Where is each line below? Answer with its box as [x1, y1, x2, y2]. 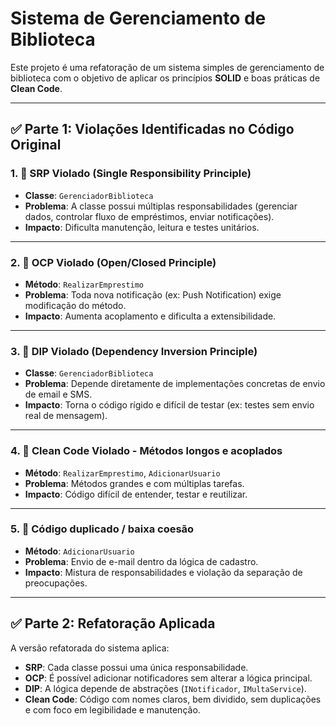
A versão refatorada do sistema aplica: [10, 642, 170, 654]
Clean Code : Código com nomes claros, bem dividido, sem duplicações [24, 693, 322, 705]
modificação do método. [24, 299, 127, 311]
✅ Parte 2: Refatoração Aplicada [10, 615, 216, 632]
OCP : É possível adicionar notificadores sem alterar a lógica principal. [24, 672, 313, 684]
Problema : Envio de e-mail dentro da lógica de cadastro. [24, 555, 259, 567]
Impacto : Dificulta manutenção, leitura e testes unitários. [24, 221, 260, 233]
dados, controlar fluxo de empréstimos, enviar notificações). [24, 210, 275, 222]
